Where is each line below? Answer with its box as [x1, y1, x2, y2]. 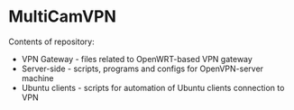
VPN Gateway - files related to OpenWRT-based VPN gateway [21, 53, 253, 64]
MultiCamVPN [8, 6, 116, 27]
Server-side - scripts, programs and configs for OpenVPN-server [21, 63, 263, 74]
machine [21, 72, 55, 83]
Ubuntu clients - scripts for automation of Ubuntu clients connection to [21, 82, 285, 93]
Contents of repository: [8, 36, 96, 47]
